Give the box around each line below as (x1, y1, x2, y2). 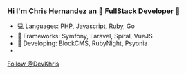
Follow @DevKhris (7, 60, 59, 68)
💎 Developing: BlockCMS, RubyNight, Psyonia (17, 39, 148, 47)
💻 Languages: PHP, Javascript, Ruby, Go (17, 22, 135, 30)
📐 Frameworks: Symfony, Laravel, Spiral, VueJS (17, 32, 154, 40)
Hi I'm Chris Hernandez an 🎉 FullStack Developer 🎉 (7, 6, 180, 16)
